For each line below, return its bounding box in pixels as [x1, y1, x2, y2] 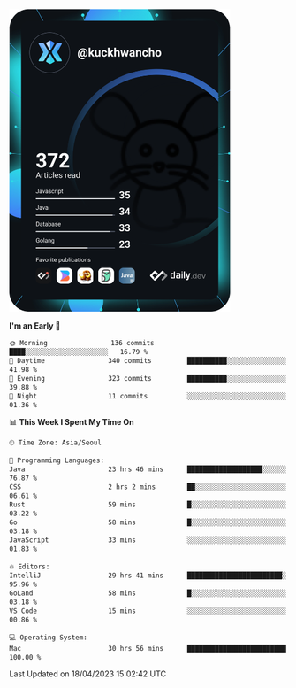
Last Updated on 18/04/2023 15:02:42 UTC [9, 669, 166, 679]
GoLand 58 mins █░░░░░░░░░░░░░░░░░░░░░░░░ [9, 589, 287, 598]
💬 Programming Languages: [9, 456, 104, 465]
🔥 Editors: [9, 562, 50, 571]
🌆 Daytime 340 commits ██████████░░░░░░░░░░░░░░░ [9, 356, 287, 365]
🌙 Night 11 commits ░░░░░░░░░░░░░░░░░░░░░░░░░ [9, 391, 287, 400]
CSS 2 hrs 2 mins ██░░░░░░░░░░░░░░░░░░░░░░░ [9, 483, 287, 491]
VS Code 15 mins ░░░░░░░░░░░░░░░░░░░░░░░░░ [9, 607, 287, 615]
